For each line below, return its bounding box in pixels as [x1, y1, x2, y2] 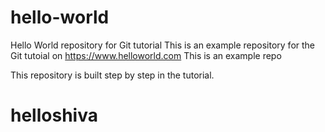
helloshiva [10, 104, 98, 127]
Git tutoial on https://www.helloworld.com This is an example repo [10, 49, 282, 61]
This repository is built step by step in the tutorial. [10, 69, 215, 81]
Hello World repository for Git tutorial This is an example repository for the [10, 39, 316, 51]
